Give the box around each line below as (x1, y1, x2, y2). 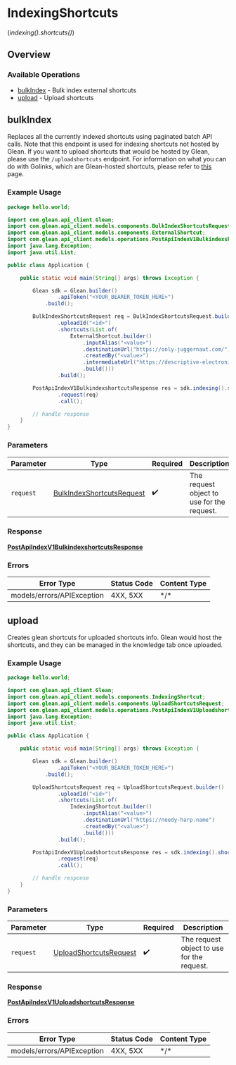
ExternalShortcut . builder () (70, 333, 152, 340)
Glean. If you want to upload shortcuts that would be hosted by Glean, (7, 147, 210, 156)
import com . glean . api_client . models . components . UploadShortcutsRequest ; (7, 700, 225, 707)
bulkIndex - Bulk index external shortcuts (17, 86, 137, 94)
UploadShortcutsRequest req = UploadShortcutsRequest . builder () (32, 784, 225, 791)
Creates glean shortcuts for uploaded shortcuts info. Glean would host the (7, 633, 223, 641)
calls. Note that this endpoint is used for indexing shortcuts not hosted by (7, 140, 220, 149)
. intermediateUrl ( (82, 359, 137, 366)
